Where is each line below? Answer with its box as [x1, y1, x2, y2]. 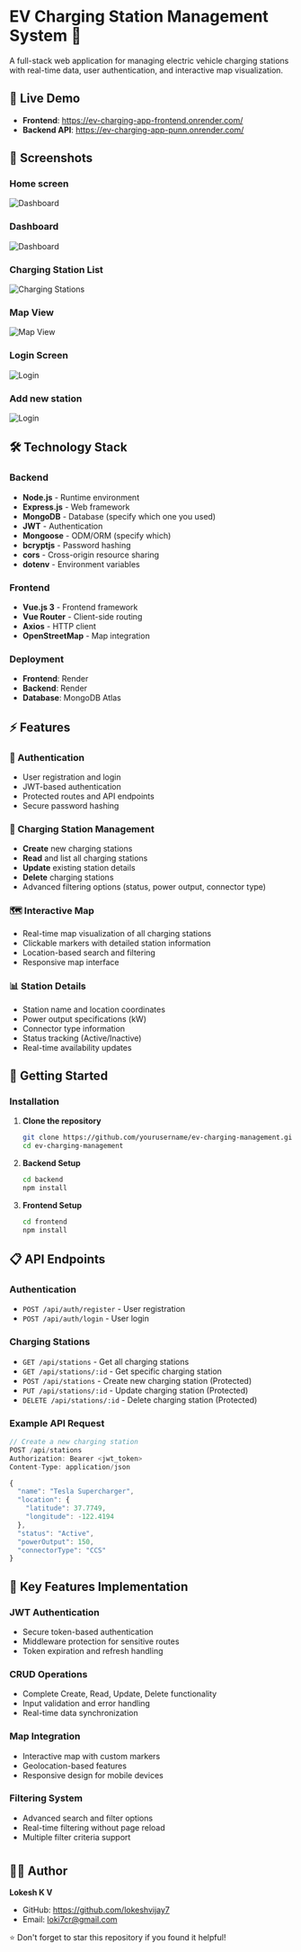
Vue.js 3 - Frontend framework [22, 601, 138, 612]
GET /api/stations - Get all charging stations [22, 1356, 190, 1367]
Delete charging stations [22, 872, 114, 883]
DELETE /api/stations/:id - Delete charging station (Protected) [22, 1394, 258, 1405]
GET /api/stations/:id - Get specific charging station [22, 1366, 223, 1377]
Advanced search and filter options [22, 1812, 154, 1823]
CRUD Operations [9, 1667, 88, 1680]
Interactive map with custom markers [22, 1750, 161, 1761]
